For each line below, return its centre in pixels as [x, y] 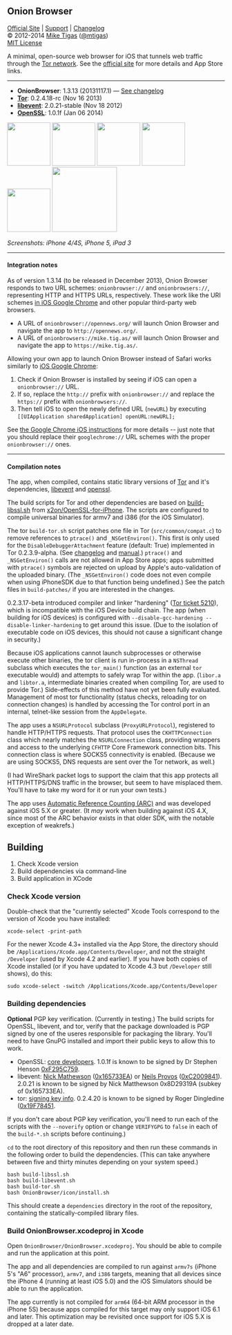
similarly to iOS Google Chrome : [52, 366]
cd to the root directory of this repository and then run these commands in [112, 1147]
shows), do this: [30, 973]
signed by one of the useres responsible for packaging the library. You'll [110, 1034]
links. [15, 71]
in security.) [24, 640]
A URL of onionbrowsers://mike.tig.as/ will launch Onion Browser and [118, 338]
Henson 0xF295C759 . [48, 1069]
